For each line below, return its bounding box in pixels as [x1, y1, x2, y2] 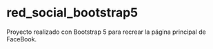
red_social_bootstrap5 [6, 5, 139, 21]
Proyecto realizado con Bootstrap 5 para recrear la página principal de [6, 28, 206, 36]
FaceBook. [6, 35, 37, 43]
